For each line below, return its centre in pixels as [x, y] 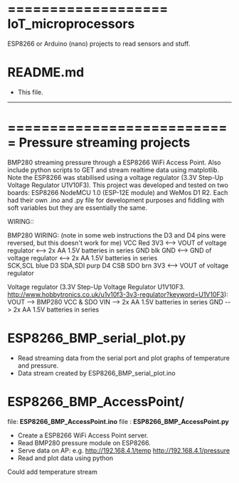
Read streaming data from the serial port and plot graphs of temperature [123, 358]
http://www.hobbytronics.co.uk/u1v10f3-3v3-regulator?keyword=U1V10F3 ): [118, 294]
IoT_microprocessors [71, 24]
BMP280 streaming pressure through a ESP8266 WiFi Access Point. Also [114, 162]
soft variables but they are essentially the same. [78, 208]
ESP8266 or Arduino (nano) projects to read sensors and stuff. [99, 43]
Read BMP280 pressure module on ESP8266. [84, 442]
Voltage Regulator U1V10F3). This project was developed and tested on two [118, 185]
